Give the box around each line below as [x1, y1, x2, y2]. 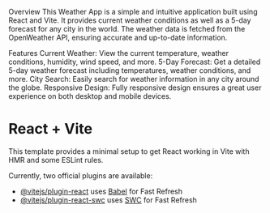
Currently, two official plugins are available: [8, 170, 153, 181]
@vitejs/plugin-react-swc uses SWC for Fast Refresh [19, 194, 197, 205]
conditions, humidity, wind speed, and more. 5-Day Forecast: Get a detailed [8, 57, 261, 66]
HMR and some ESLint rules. [8, 155, 104, 164]
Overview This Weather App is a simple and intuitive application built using [8, 7, 258, 16]
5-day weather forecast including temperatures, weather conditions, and [8, 66, 251, 75]
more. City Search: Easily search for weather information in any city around [8, 75, 259, 83]
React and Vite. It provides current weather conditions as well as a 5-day [8, 15, 251, 25]
